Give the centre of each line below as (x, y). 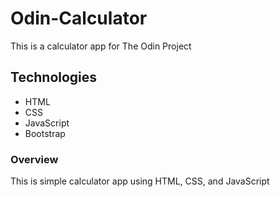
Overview (34, 159)
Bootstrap (45, 133)
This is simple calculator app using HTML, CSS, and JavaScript (140, 181)
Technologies (54, 77)
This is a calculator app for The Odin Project (101, 46)
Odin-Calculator (79, 18)
